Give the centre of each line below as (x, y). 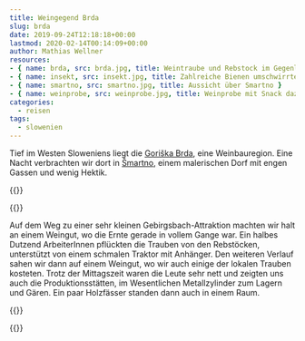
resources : (30, 60)
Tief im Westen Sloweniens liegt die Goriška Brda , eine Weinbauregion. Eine (151, 153)
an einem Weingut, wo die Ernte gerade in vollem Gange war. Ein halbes (144, 235)
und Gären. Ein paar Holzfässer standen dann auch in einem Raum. (135, 292)
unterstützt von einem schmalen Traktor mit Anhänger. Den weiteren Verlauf (152, 254)
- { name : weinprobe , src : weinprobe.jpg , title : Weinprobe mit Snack (146, 93)
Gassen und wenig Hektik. (59, 172)
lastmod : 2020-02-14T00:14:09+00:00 (79, 43)
